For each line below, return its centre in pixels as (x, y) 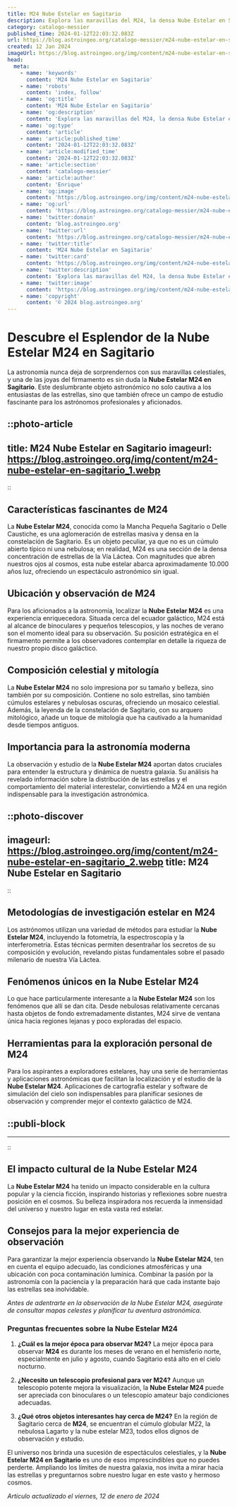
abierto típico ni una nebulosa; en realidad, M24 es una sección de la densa (117, 549)
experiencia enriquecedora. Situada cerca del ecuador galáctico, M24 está (116, 618)
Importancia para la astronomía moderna (99, 747)
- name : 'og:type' (47, 125)
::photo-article (40, 424)
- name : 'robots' (45, 86)
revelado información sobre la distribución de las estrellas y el (97, 779)
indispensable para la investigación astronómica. (78, 794)
